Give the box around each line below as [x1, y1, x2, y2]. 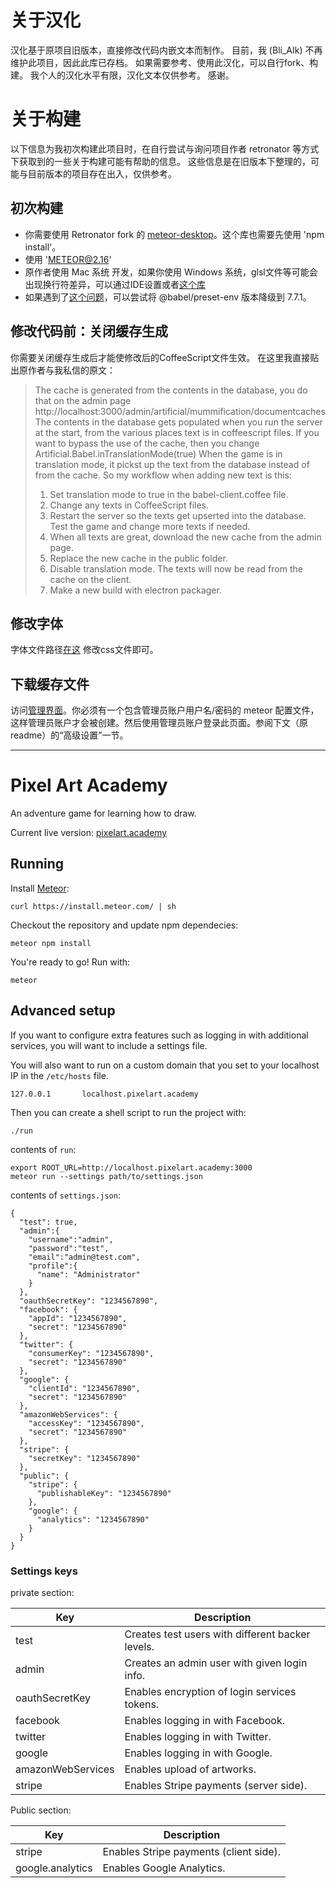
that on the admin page [34, 394, 132, 406]
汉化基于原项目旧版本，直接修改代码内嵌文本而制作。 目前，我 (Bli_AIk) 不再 [10, 44, 323, 56]
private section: [10, 1586, 75, 1598]
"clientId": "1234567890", [28, 1383, 141, 1393]
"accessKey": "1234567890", [28, 1418, 145, 1428]
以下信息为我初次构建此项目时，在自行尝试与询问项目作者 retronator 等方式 [10, 142, 320, 155]
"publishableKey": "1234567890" [36, 1488, 172, 1498]
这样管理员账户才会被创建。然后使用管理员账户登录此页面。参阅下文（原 [10, 717, 308, 729]
